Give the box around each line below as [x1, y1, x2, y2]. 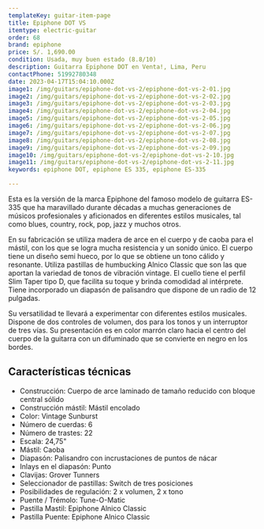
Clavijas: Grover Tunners [19, 470, 100, 479]
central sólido [19, 394, 65, 403]
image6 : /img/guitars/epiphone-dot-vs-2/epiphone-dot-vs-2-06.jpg [8, 122, 231, 129]
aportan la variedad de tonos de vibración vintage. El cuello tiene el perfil [8, 268, 246, 277]
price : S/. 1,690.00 [8, 48, 76, 56]
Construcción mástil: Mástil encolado [19, 403, 140, 412]
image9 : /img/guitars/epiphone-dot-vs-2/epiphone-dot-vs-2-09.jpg [8, 144, 231, 152]
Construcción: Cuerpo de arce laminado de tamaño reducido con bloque [19, 386, 256, 396]
